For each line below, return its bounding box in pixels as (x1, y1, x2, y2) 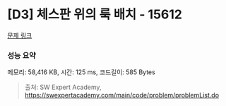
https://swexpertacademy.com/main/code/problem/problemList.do (24, 91, 220, 100)
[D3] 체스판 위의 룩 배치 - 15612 (7, 6, 182, 23)
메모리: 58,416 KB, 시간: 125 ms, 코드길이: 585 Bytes (7, 68, 155, 76)
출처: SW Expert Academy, (24, 83, 102, 92)
